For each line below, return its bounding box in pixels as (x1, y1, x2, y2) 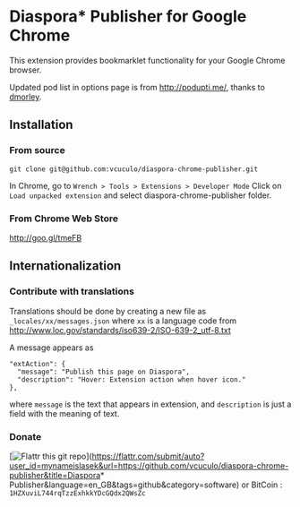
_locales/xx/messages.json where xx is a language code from (9, 315, 237, 326)
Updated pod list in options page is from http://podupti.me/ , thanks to (9, 82, 266, 92)
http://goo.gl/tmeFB (9, 232, 82, 243)
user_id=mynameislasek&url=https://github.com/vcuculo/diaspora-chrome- (9, 460, 289, 471)
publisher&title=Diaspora (9, 469, 101, 480)
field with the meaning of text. (9, 408, 120, 418)
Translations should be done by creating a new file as (9, 305, 207, 316)
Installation (9, 117, 73, 133)
